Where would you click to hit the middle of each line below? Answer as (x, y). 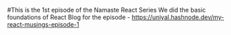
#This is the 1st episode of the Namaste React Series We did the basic (107, 10)
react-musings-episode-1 (43, 24)
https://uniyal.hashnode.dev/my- (178, 17)
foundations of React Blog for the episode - (69, 17)
